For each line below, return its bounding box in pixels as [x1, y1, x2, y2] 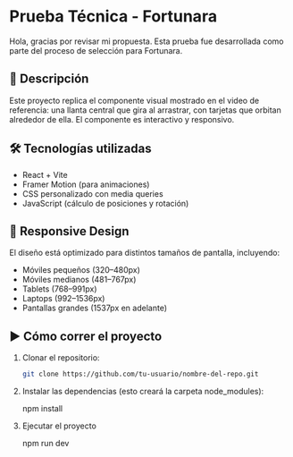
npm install [21, 403, 63, 414]
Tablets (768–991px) [21, 284, 97, 294]
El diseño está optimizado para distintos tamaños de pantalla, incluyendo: [9, 248, 280, 258]
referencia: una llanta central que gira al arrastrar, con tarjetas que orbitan [9, 105, 281, 115]
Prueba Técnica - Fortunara [9, 6, 217, 27]
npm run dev [21, 438, 70, 449]
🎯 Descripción [9, 72, 89, 87]
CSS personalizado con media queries [21, 188, 163, 199]
